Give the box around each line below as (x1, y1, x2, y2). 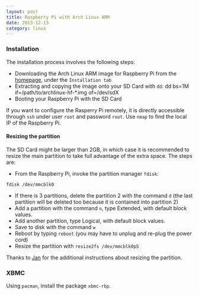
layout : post (6, 8, 38, 15)
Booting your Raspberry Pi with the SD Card (14, 95, 122, 102)
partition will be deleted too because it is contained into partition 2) (14, 198, 179, 205)
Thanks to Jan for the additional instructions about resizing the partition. (6, 253, 182, 261)
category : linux (6, 25, 46, 31)
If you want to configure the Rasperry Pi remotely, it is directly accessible (6, 106, 185, 113)
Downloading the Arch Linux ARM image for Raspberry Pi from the (14, 69, 176, 77)
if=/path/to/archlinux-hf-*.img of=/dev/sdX (14, 88, 120, 96)
